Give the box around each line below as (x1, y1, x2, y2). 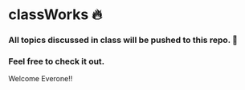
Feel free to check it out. (8, 56, 105, 67)
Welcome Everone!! (8, 74, 73, 84)
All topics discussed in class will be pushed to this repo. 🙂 (8, 34, 239, 45)
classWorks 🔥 (8, 6, 103, 24)
